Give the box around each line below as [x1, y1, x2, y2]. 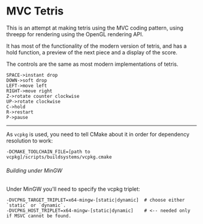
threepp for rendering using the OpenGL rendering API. [6, 30, 144, 37]
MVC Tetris [6, 4, 64, 18]
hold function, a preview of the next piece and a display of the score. [6, 48, 178, 56]
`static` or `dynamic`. [6, 202, 66, 209]
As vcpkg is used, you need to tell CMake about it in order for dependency [6, 130, 190, 138]
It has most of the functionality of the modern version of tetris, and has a [6, 42, 187, 50]
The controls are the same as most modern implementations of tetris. [6, 60, 179, 68]
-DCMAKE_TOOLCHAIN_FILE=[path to [6, 149, 91, 155]
